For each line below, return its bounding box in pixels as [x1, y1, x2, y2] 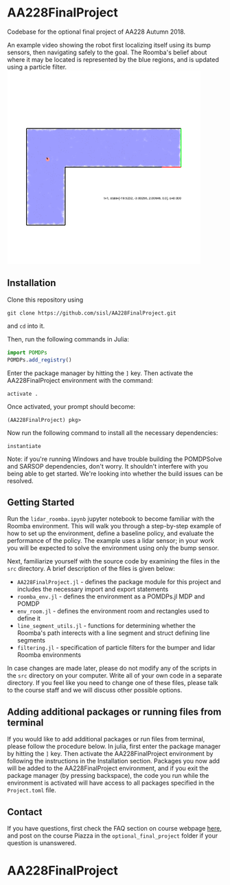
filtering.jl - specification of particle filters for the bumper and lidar [16, 644, 216, 652]
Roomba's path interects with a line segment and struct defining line [16, 629, 210, 637]
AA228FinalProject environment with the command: [7, 376, 153, 384]
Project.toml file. [7, 786, 57, 794]
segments [16, 636, 46, 645]
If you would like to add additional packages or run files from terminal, [7, 735, 205, 743]
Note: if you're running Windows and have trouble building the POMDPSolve [7, 455, 222, 463]
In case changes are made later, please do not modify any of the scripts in [7, 664, 217, 673]
